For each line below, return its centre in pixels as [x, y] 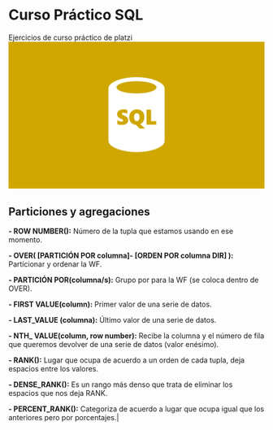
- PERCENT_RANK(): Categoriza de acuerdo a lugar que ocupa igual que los [136, 409]
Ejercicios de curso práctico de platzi [70, 37]
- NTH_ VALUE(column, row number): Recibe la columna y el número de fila [136, 336]
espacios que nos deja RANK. [58, 393]
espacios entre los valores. [54, 369]
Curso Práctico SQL [76, 15]
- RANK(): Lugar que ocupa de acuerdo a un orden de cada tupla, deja [127, 360]
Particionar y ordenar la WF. [55, 264]
